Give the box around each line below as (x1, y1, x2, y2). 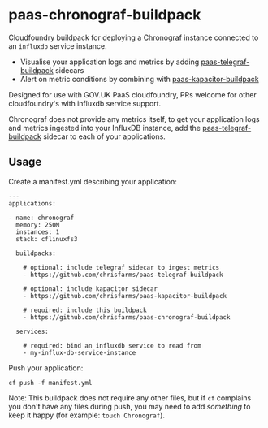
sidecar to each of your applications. (43, 132, 166, 141)
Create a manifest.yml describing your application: (8, 176, 177, 186)
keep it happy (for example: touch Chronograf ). (8, 410, 165, 420)
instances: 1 (15, 227, 60, 236)
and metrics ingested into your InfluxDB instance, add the (8, 123, 201, 132)
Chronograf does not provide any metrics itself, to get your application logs (8, 114, 260, 123)
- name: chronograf (8, 214, 75, 222)
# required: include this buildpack (23, 306, 148, 314)
